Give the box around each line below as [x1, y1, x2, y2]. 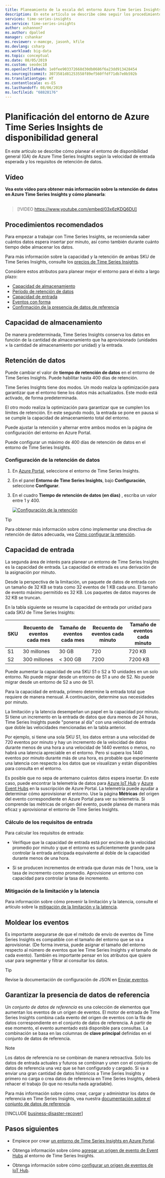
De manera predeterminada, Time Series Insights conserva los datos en [5, 331, 150, 337]
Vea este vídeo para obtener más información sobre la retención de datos [5, 186, 158, 192]
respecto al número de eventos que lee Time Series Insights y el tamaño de [5, 947, 158, 953]
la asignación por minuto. [5, 569, 56, 575]
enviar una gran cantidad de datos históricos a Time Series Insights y [5, 1070, 145, 1076]
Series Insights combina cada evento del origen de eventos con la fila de [5, 1014, 152, 1020]
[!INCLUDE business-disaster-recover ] [5, 1110, 83, 1116]
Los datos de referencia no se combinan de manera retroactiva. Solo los [5, 1054, 151, 1061]
